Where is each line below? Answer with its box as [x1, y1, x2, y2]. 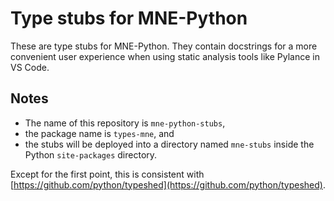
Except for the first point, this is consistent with [10, 168, 205, 180]
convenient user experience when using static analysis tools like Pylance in [10, 50, 320, 62]
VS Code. [10, 61, 50, 73]
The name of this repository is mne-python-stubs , [24, 117, 226, 129]
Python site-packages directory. [24, 148, 158, 161]
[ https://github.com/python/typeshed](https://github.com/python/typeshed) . [10, 178, 326, 191]
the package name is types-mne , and [24, 127, 175, 139]
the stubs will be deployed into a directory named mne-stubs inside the [24, 138, 315, 150]
